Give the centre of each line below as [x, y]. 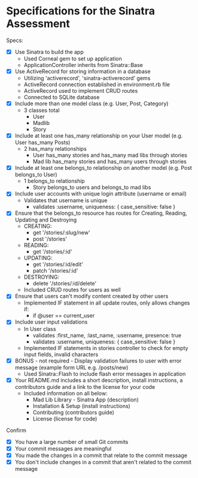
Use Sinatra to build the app [49, 51]
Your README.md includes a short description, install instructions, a [99, 380]
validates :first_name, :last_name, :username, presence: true [107, 335]
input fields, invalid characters [61, 354]
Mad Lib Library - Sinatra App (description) [86, 400]
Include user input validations [51, 322]
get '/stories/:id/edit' [58, 264]
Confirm [16, 430]
